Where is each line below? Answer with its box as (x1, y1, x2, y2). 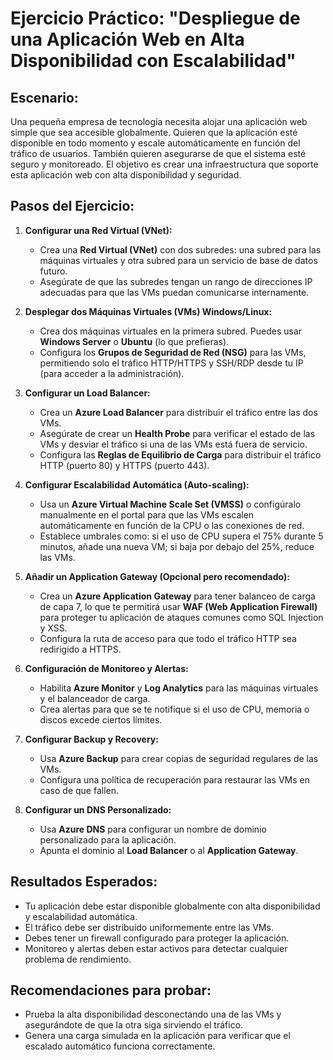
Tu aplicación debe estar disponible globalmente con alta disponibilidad (24, 900, 321, 912)
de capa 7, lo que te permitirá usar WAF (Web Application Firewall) (39, 600, 318, 612)
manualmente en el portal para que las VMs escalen (39, 508, 255, 521)
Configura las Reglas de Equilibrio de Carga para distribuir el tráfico (39, 448, 322, 461)
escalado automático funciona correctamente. (24, 1040, 216, 1052)
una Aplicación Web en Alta (10, 28, 245, 51)
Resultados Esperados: (10, 873, 158, 891)
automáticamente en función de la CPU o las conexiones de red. (39, 519, 305, 531)
